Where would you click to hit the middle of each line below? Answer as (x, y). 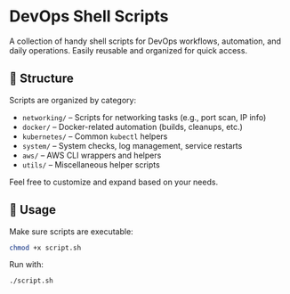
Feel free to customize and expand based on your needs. (114, 182)
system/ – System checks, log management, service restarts (132, 145)
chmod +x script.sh (45, 248)
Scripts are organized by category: (72, 100)
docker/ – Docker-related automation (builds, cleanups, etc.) (132, 127)
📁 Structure (41, 79)
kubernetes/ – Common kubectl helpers (95, 136)
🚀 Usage (32, 210)
